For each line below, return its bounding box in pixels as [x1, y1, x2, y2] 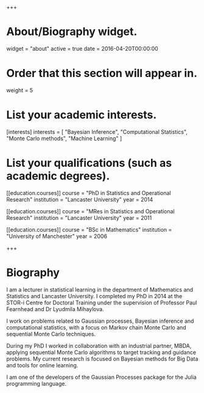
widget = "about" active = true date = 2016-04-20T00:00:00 [6, 45, 158, 52]
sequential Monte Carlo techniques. [6, 330, 96, 337]
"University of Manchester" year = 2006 [6, 232, 108, 240]
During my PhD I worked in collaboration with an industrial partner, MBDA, [6, 342, 192, 349]
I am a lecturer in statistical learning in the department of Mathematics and [6, 285, 194, 293]
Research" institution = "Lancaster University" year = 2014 [6, 196, 153, 203]
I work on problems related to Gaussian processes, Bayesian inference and [6, 317, 194, 325]
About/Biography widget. [6, 25, 138, 39]
